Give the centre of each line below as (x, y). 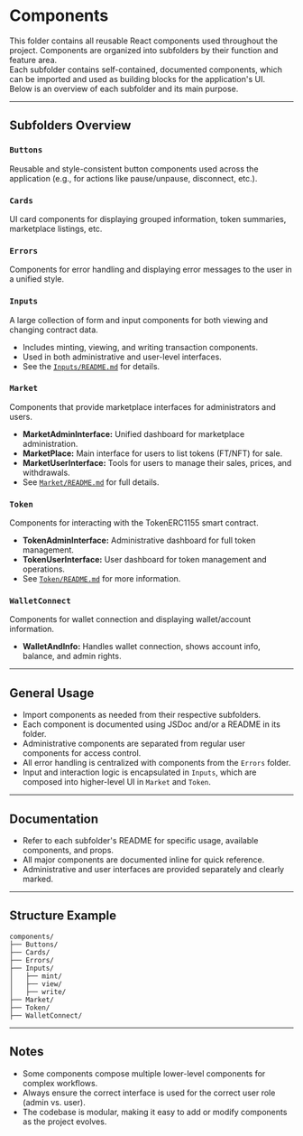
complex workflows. (60, 1083)
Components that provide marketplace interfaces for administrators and (143, 406)
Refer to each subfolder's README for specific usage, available (140, 841)
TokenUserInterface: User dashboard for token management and (145, 560)
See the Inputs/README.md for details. (91, 366)
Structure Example (63, 916)
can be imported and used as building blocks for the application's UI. (138, 79)
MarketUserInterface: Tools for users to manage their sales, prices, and (157, 462)
